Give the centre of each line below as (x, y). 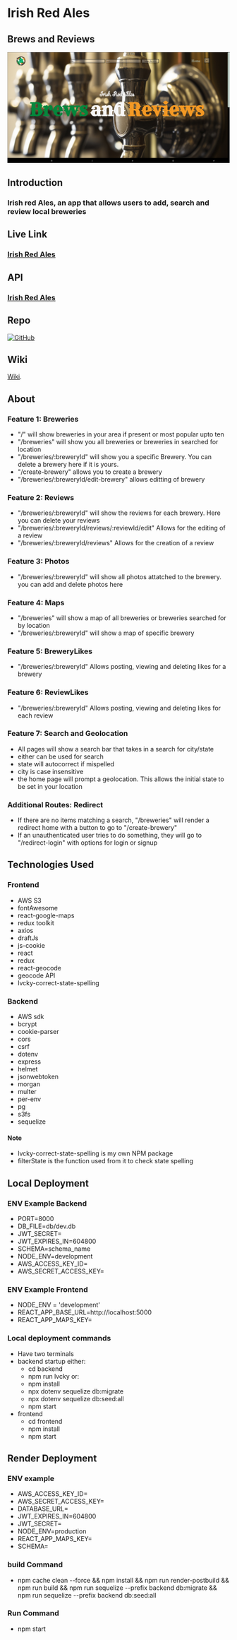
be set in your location (50, 786)
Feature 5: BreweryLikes (50, 651)
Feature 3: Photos (38, 561)
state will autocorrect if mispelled (66, 763)
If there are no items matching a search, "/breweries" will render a (113, 820)
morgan (29, 1084)
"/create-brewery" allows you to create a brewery (90, 472)
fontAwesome (38, 908)
